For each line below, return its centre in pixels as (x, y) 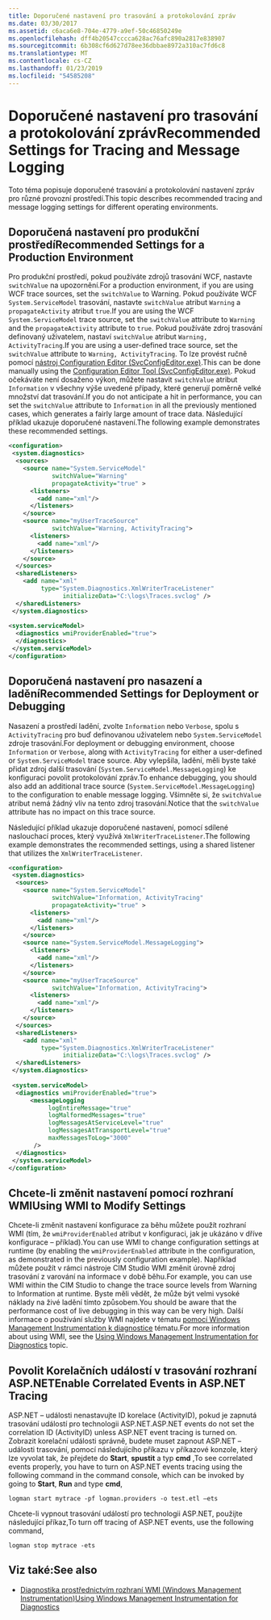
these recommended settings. (58, 431)
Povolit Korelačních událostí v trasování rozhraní (133, 1370)
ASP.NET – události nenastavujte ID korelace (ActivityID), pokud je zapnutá (133, 1415)
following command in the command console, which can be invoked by (126, 1476)
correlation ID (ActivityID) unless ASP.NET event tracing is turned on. (123, 1433)
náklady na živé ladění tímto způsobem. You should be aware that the (123, 1302)
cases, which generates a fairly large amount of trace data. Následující (126, 414)
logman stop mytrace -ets (52, 1546)
